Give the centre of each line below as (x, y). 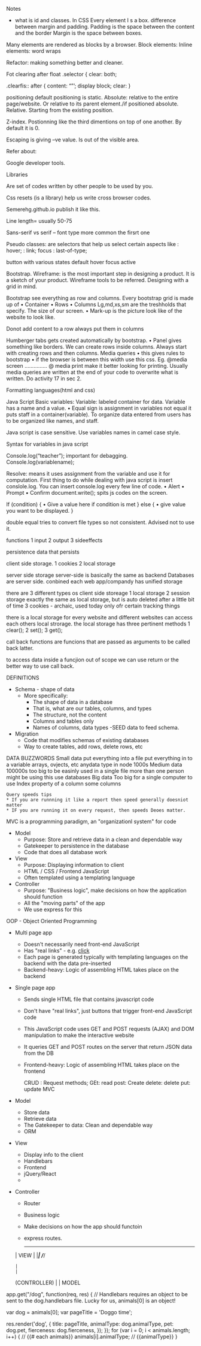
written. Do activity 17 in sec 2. (44, 379)
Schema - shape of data (45, 689)
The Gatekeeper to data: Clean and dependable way (88, 1125)
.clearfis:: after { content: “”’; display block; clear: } (68, 86)
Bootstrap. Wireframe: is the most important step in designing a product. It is (100, 274)
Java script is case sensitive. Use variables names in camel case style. (93, 432)
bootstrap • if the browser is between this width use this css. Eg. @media (97, 359)
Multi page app (33, 933)
